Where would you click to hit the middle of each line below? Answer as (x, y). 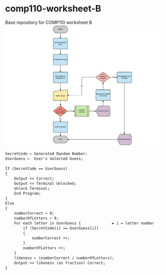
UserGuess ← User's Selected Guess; (44, 159)
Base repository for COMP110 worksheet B (49, 22)
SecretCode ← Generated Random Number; (46, 154)
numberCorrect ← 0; (34, 213)
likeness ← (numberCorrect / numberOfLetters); (64, 258)
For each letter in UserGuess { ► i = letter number (84, 223)
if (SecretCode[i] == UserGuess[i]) (61, 228)
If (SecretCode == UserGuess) (37, 169)
